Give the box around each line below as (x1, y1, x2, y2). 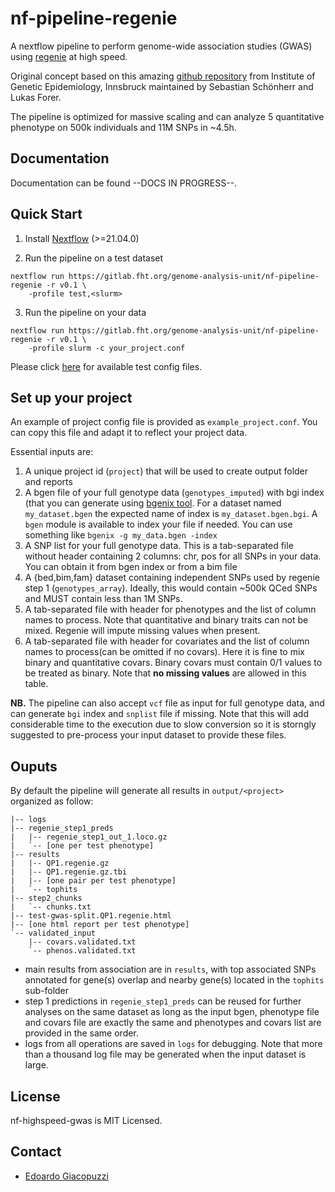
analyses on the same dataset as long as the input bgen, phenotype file (24, 1006, 320, 1018)
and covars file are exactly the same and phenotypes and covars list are (24, 1017, 322, 1029)
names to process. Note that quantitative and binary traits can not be (24, 614, 309, 626)
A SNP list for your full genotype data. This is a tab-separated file (24, 540, 294, 552)
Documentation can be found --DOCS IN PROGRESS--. (10, 177, 238, 189)
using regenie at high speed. (10, 50, 128, 62)
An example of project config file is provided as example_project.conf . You (10, 416, 318, 428)
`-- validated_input (10, 928, 97, 939)
